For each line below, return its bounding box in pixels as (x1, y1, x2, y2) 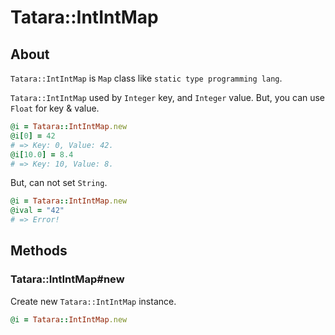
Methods (10, 242, 68, 260)
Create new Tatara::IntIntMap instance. (10, 295, 177, 307)
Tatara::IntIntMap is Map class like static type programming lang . (10, 72, 283, 84)
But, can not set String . (10, 177, 108, 189)
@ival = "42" (10, 206, 65, 216)
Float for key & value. (10, 102, 100, 114)
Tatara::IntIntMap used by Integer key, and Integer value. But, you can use (10, 92, 326, 103)
